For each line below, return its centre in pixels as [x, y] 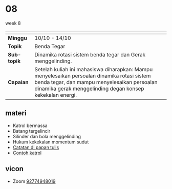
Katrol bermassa [30, 125]
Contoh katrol [27, 153]
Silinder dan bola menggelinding [47, 136]
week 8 [13, 23]
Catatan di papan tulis [36, 147]
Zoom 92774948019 [34, 181]
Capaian [18, 82]
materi [16, 113]
